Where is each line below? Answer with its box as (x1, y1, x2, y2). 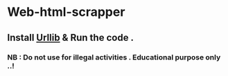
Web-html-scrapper (7, 4, 125, 20)
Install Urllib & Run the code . (7, 32, 134, 44)
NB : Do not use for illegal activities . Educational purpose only (7, 53, 221, 62)
